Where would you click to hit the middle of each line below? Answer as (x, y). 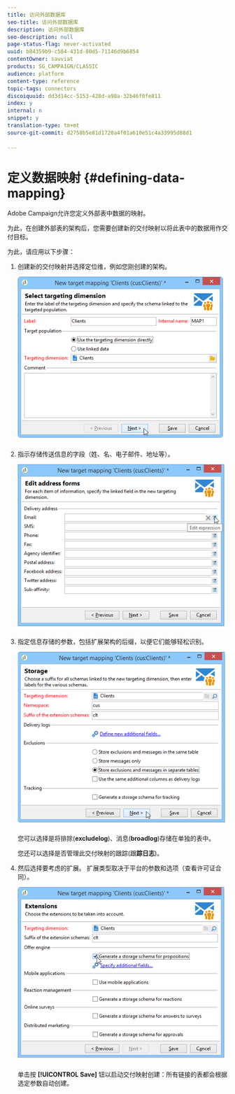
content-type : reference (43, 81)
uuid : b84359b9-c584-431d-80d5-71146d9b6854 (73, 52)
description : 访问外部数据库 (46, 29)
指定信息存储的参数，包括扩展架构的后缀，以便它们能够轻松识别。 (112, 642)
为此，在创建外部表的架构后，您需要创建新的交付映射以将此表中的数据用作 (114, 228)
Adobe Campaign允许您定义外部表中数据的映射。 (78, 213)
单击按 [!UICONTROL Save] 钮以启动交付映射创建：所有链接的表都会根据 (122, 1074)
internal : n (24, 111)
